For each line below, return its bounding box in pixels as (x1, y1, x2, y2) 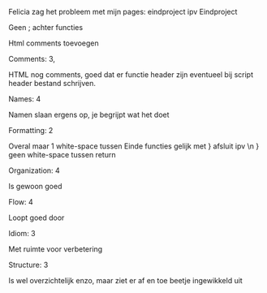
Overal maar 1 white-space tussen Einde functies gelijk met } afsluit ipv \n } (8, 141, 260, 151)
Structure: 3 (8, 260, 49, 269)
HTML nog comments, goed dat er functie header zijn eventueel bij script (8, 70, 254, 80)
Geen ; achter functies (8, 23, 84, 32)
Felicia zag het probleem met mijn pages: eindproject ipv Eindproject (8, 7, 238, 16)
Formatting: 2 (8, 126, 54, 135)
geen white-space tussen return (8, 150, 116, 159)
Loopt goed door (8, 213, 65, 222)
